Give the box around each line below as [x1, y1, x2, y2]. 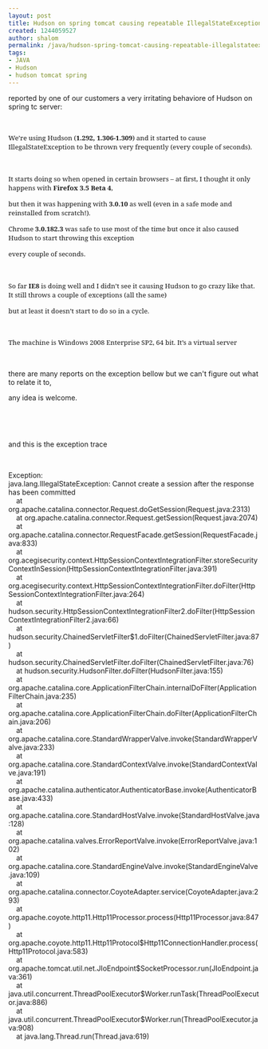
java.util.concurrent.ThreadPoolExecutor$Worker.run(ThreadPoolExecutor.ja [8, 1014, 258, 1024]
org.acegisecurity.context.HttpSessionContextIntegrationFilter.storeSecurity [8, 555, 258, 565]
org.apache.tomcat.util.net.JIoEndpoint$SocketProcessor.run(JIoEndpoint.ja [8, 963, 259, 973]
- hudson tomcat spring [8, 71, 88, 79]
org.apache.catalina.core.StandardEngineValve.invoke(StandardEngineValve [8, 861, 258, 871]
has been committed [8, 487, 76, 497]
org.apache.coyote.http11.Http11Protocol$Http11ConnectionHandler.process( [8, 938, 258, 947]
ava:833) [8, 538, 38, 548]
